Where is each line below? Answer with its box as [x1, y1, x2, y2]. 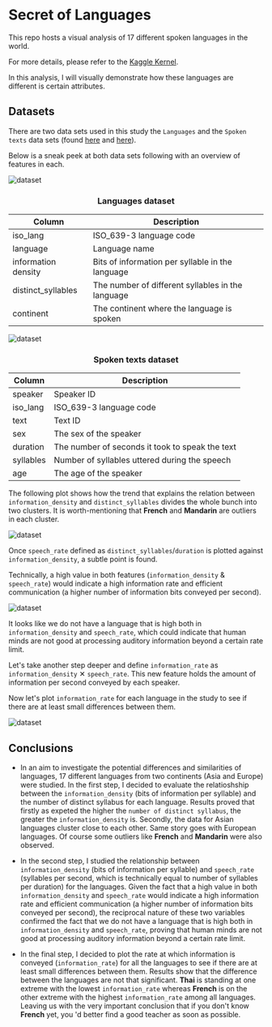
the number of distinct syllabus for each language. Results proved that [19, 797, 255, 807]
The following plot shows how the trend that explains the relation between [8, 488, 255, 498]
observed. [19, 840, 55, 850]
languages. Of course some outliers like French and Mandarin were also [19, 831, 263, 841]
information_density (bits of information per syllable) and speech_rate [19, 865, 255, 874]
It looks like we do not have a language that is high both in [8, 619, 202, 629]
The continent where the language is [92, 303, 232, 314]
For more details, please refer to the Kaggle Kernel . [8, 57, 179, 67]
